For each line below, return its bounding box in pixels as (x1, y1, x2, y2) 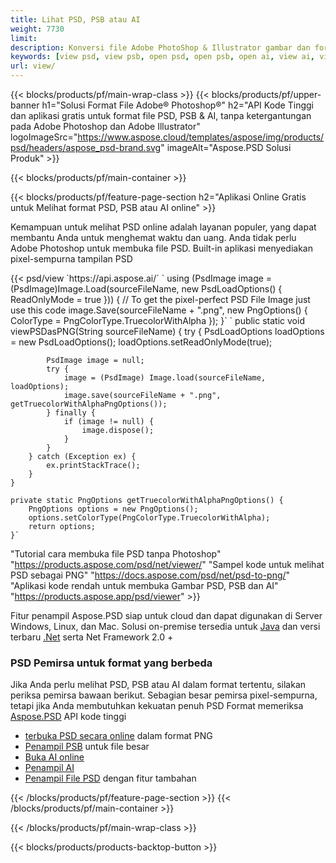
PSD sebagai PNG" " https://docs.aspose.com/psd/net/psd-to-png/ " (10, 569, 291, 581)
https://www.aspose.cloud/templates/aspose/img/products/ (77, 131, 325, 143)
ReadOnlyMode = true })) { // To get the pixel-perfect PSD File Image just (10, 294, 311, 305)
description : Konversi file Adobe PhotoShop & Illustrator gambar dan (10, 42, 311, 53)
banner (10, 99, 40, 111)
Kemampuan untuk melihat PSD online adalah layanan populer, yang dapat (10, 221, 317, 233)
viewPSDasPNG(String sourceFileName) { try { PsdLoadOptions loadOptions (10, 326, 325, 337)
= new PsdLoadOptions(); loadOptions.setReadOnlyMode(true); (10, 336, 273, 348)
